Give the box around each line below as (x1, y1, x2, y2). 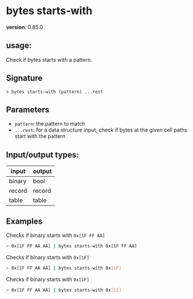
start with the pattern (14, 133, 66, 140)
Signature (6, 73, 43, 83)
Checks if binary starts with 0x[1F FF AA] (6, 232, 105, 238)
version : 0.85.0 (6, 23, 43, 31)
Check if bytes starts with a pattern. (6, 56, 92, 63)
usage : (6, 41, 32, 51)
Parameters (6, 105, 50, 115)
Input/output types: (6, 150, 80, 160)
